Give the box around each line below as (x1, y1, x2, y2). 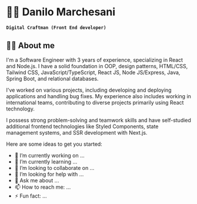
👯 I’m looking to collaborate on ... (14, 164, 95, 171)
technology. (6, 105, 35, 112)
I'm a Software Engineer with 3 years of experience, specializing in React (6, 56, 183, 63)
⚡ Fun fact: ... (14, 192, 47, 199)
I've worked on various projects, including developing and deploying (6, 86, 172, 93)
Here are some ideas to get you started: (6, 141, 103, 148)
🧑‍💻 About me (6, 41, 55, 51)
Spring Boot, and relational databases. (6, 75, 99, 82)
